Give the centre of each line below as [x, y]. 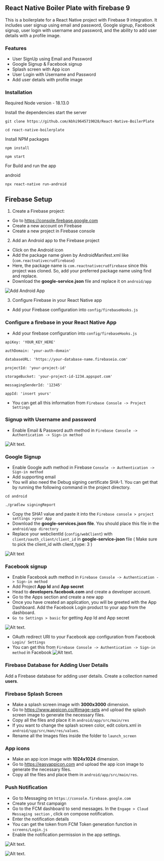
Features [16, 48]
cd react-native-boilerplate [35, 130]
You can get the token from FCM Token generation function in [74, 824]
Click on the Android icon [38, 250]
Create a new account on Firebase [47, 226]
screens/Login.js [30, 830]
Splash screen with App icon [41, 69]
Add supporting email [34, 477]
